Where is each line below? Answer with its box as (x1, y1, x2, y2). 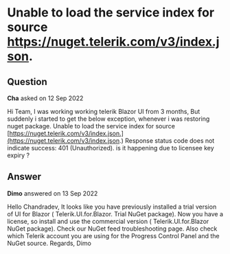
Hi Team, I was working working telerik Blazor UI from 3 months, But (7, 108, 200, 115)
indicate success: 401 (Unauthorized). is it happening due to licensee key (7, 144, 214, 152)
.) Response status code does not (119, 137, 215, 145)
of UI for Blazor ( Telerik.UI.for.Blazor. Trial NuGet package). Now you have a (7, 209, 224, 218)
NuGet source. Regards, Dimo (7, 239, 91, 247)
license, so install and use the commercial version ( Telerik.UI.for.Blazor (7, 217, 209, 225)
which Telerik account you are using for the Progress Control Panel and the (7, 231, 220, 240)
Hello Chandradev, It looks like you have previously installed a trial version (7, 203, 217, 211)
